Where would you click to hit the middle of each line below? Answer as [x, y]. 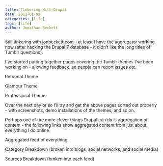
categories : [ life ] [25, 19]
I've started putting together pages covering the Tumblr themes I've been [79, 62]
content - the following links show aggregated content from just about [76, 125]
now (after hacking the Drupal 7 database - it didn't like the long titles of [78, 47]
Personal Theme [22, 77]
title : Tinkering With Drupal [36, 10]
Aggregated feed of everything [36, 140]
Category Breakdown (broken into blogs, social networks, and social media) [82, 149]
